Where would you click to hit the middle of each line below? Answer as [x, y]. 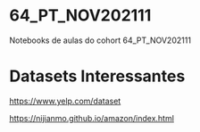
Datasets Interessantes [97, 76]
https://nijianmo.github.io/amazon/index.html [92, 118]
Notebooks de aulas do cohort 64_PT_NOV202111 [100, 40]
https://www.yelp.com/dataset [65, 101]
